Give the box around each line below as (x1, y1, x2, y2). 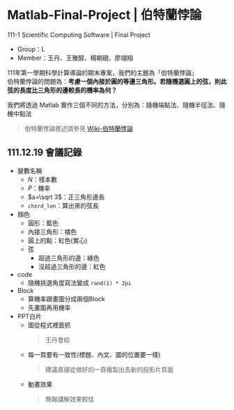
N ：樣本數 (27, 175, 58, 183)
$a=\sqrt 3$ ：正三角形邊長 (27, 192, 105, 201)
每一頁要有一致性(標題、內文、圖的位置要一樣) (27, 350, 161, 358)
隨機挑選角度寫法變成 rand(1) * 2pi (27, 278, 132, 287)
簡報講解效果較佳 (45, 395, 95, 403)
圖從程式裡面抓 (27, 321, 71, 329)
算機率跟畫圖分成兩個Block (27, 294, 106, 303)
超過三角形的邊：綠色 (38, 253, 100, 262)
